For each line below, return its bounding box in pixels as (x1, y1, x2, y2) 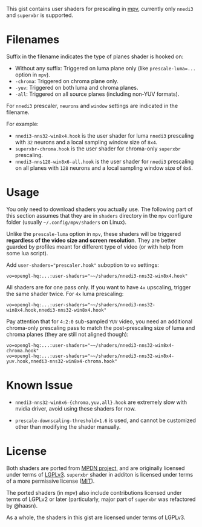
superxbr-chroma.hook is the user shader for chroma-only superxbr (15, 145, 181, 152)
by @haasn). (6, 502, 38, 509)
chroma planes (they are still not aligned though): (6, 331, 129, 338)
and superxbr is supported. (6, 12, 74, 19)
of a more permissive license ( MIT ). (6, 477, 95, 485)
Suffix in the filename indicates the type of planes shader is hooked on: (6, 53, 184, 60)
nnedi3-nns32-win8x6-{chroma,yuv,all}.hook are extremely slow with (15, 398, 187, 406)
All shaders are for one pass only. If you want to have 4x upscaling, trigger (6, 283, 191, 290)
